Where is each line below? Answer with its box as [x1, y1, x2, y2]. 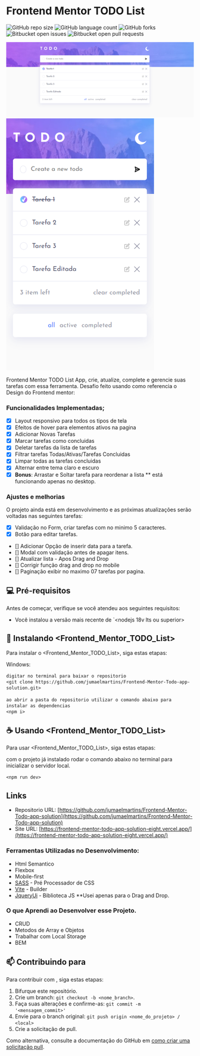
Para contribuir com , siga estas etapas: [6, 976, 104, 983]
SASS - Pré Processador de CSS [14, 879, 95, 886]
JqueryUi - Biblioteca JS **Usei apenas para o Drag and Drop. [14, 892, 170, 899]
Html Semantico [14, 860, 55, 867]
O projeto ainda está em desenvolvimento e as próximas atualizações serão [6, 506, 192, 513]
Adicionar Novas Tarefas [14, 430, 76, 438]
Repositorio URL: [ [14, 807, 60, 814]
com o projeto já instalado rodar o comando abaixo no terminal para [6, 756, 173, 763]
